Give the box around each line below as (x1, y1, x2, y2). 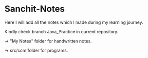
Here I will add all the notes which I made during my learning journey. (4, 19, 143, 25)
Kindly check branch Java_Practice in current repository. (4, 29, 119, 34)
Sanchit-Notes (4, 3, 65, 14)
